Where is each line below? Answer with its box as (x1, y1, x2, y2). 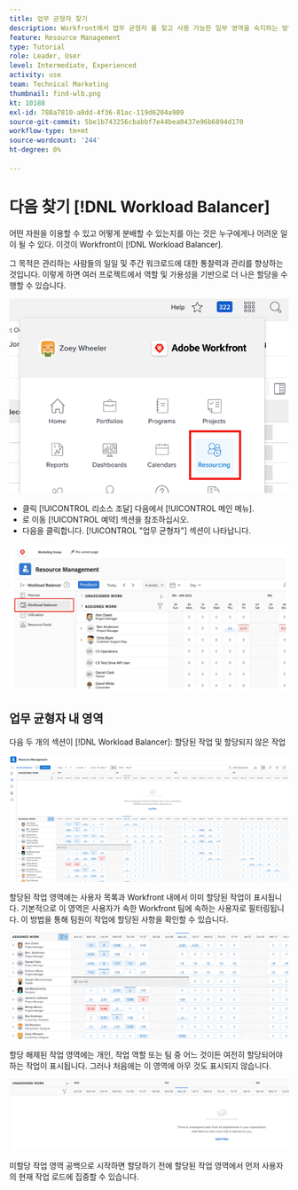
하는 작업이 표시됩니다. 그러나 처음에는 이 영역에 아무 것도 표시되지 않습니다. (9, 1060, 272, 1071)
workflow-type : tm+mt (9, 127, 90, 136)
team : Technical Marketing (9, 80, 109, 89)
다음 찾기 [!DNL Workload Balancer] (9, 196, 271, 217)
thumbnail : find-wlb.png (9, 89, 101, 98)
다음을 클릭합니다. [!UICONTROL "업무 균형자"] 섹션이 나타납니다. (21, 524, 251, 536)
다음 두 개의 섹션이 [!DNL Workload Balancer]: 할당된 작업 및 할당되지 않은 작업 (9, 737, 286, 747)
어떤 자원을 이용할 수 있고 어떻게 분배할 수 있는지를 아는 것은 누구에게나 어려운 (9, 227, 279, 239)
